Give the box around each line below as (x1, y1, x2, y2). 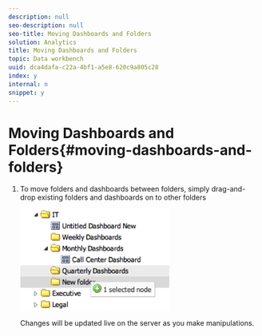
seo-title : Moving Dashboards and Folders (8, 30, 152, 38)
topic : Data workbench (8, 55, 84, 63)
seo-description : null (8, 21, 84, 30)
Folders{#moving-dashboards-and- (8, 140, 252, 159)
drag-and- (211, 184, 246, 194)
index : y (8, 72, 38, 80)
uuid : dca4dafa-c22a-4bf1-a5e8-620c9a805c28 (8, 64, 159, 72)
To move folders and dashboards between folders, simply (19, 184, 210, 194)
